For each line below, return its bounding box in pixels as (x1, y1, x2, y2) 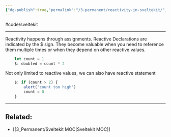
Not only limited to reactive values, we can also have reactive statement (5, 70, 156, 76)
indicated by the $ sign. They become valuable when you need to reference (5, 41, 164, 47)
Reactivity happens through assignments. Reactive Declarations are (5, 36, 147, 42)
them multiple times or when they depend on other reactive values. (5, 47, 146, 53)
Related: (5, 113, 33, 121)
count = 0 (23, 89, 44, 95)
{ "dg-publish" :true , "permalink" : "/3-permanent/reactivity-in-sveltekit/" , (5, 7, 167, 13)
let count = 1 (14, 56, 44, 61)
